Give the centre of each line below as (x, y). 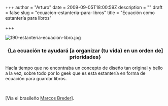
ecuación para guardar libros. (36, 79)
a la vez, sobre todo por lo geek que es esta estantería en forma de (75, 73)
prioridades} (85, 57)
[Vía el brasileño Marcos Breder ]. (40, 98)
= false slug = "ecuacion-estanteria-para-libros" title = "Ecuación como (80, 13)
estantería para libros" (28, 18)
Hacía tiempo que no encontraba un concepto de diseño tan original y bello (84, 68)
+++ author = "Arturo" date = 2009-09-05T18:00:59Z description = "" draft (84, 7)
